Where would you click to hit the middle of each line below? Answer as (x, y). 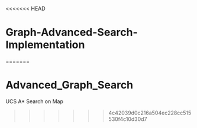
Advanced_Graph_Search (70, 85)
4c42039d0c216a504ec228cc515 (150, 113)
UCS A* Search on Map (34, 101)
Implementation (45, 45)
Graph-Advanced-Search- (72, 32)
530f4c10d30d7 (128, 119)
